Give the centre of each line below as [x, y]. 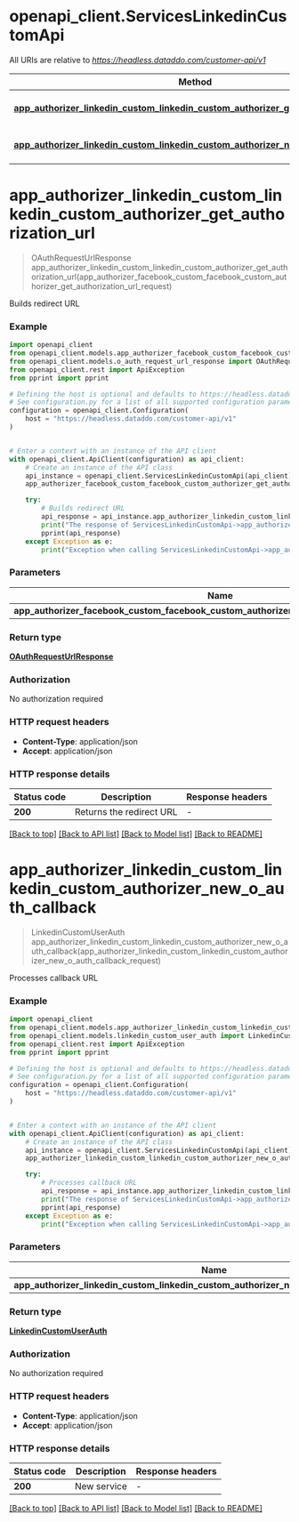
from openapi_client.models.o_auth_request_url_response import [131, 361]
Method [195, 82]
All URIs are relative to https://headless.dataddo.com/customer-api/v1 [137, 60]
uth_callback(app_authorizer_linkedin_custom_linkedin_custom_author [159, 951]
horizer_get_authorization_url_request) [101, 286]
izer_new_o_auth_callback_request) [96, 960]
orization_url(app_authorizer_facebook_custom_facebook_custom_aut [159, 277]
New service [101, 1486]
